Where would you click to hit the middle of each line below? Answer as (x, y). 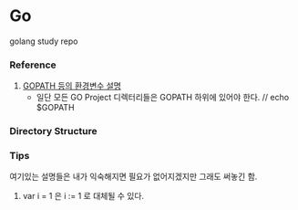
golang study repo (44, 41)
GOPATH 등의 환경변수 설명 (72, 86)
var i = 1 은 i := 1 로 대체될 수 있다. (83, 196)
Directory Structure (53, 131)
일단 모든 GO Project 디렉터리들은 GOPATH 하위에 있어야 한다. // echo (163, 98)
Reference (33, 65)
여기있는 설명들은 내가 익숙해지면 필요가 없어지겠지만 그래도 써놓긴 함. (134, 177)
